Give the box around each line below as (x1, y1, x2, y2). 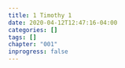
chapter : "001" (8, 41, 58, 48)
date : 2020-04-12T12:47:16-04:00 (8, 19, 118, 27)
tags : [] (8, 33, 37, 41)
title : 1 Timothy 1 (8, 11, 72, 20)
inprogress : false (8, 48, 68, 55)
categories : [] (8, 26, 58, 34)
